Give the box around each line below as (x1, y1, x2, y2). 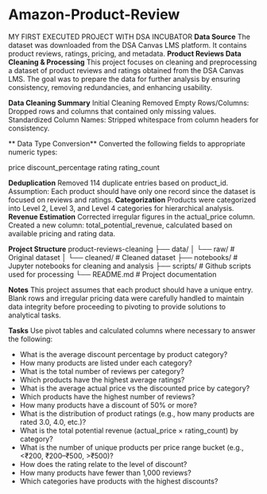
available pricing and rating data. (8, 228, 116, 238)
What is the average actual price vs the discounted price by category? (19, 383, 250, 393)
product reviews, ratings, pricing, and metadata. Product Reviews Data (8, 49, 242, 58)
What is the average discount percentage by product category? (19, 349, 228, 359)
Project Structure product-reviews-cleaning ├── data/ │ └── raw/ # (8, 244, 235, 254)
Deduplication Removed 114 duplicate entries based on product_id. (8, 177, 229, 188)
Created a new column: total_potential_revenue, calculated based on (8, 220, 233, 230)
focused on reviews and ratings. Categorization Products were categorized (8, 195, 257, 204)
